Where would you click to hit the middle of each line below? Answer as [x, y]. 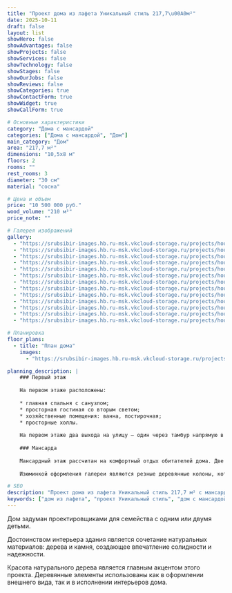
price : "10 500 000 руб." [44, 205]
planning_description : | [43, 371]
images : [30, 352]
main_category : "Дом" [38, 142]
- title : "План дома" [45, 346]
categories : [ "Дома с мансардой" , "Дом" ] [68, 135]
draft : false [26, 26]
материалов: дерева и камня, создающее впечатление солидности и [109, 547]
